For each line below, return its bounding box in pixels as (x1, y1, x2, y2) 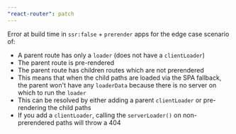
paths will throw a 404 (55, 118, 121, 127)
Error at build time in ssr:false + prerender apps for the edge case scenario (7, 30, 230, 38)
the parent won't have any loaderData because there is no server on (17, 80, 217, 89)
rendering (17, 103, 47, 111)
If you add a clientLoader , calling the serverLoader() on (17, 111, 182, 119)
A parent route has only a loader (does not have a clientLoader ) (17, 51, 206, 59)
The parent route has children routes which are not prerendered (17, 66, 204, 74)
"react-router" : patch (7, 10, 74, 18)
